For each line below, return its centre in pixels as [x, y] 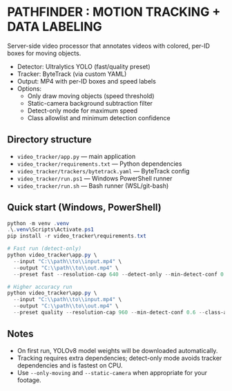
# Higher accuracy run [40, 287]
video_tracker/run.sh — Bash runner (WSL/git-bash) [93, 185]
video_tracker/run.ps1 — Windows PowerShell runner [95, 178]
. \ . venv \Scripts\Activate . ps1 [51, 230]
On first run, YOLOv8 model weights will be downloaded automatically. [117, 350]
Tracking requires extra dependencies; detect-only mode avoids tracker [119, 358]
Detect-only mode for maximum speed [83, 111]
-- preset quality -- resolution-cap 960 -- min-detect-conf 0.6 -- [109, 313]
